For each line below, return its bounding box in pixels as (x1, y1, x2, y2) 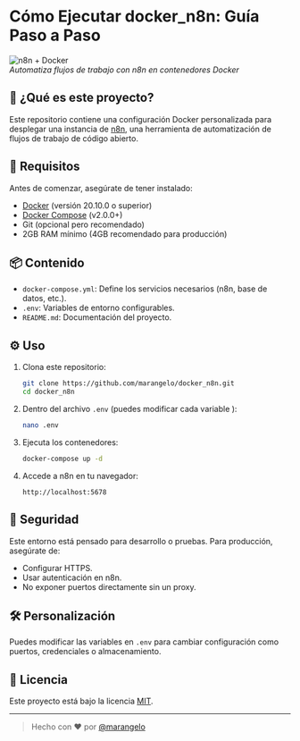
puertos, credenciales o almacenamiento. (9, 646, 162, 657)
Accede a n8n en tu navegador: (21, 470, 138, 481)
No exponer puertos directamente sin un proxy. (21, 581, 196, 592)
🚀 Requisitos (9, 159, 80, 174)
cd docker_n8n (21, 387, 75, 397)
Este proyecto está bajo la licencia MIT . (9, 695, 154, 707)
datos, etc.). (21, 293, 67, 304)
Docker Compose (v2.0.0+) (21, 209, 123, 220)
